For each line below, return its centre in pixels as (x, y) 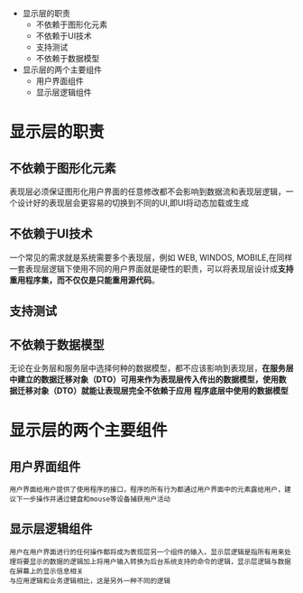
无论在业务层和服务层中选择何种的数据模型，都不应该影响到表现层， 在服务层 (151, 368)
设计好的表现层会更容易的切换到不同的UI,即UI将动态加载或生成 (133, 203)
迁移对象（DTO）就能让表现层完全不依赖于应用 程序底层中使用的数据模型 (152, 391)
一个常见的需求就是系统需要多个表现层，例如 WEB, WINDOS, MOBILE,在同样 (151, 257)
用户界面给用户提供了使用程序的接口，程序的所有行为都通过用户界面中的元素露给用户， (147, 490)
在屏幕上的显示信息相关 (46, 571)
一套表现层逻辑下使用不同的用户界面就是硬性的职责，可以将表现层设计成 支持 (151, 268)
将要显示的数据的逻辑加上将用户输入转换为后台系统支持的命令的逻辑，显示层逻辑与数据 (153, 561)
